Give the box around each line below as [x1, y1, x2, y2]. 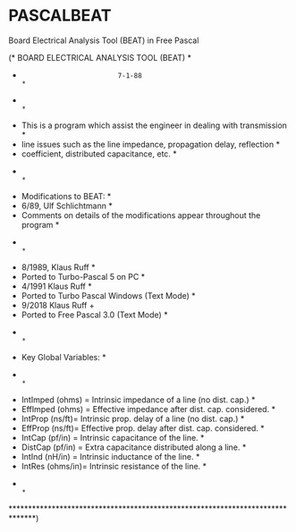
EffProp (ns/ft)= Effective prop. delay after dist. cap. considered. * [21, 422, 265, 434]
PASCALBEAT [8, 5, 112, 26]
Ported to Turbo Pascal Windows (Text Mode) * [21, 290, 196, 300]
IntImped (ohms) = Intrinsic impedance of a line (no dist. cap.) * [21, 394, 256, 405]
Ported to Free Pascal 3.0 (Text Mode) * [21, 309, 168, 320]
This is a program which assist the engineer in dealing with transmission [21, 120, 288, 131]
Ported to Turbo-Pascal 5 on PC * [21, 271, 146, 282]
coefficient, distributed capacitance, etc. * [21, 148, 178, 159]
